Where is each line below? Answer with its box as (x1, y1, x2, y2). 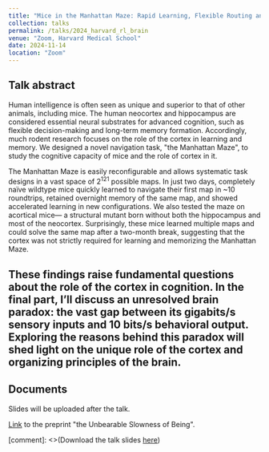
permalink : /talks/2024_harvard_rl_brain (8, 26, 149, 34)
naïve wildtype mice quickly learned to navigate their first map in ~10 (8, 185, 235, 195)
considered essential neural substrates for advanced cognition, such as (8, 117, 244, 127)
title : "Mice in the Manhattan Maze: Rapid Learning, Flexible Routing (8, 11, 252, 20)
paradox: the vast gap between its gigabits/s (8, 305, 236, 319)
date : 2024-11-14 (8, 42, 66, 50)
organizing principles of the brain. (8, 355, 182, 369)
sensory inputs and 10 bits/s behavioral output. (8, 317, 249, 331)
